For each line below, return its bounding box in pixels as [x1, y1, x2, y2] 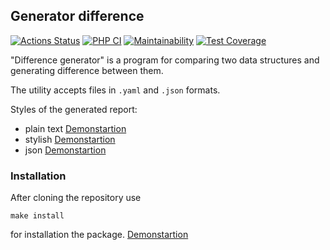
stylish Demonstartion [24, 133, 116, 145]
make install [10, 211, 65, 221]
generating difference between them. [10, 64, 164, 76]
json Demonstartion [24, 144, 107, 156]
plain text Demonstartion [24, 122, 127, 134]
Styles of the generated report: [10, 103, 138, 115]
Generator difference [10, 8, 145, 25]
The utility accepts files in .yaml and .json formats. [10, 84, 221, 96]
